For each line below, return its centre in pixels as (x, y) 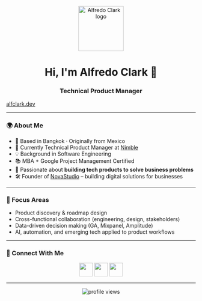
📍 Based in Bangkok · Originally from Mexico (70, 141)
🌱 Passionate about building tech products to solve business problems (104, 169)
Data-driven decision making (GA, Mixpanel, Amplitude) (84, 226)
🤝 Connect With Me (35, 253)
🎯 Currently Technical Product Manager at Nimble (76, 147)
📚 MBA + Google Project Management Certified (75, 161)
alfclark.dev (21, 104)
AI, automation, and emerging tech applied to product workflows (95, 232)
